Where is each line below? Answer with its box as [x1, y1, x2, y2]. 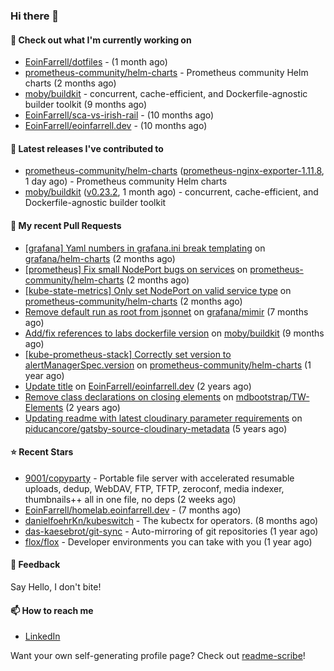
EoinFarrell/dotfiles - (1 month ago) [24, 56, 168, 68]
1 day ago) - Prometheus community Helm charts [24, 175, 228, 188]
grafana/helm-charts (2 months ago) [24, 252, 176, 264]
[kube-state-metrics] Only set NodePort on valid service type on [24, 284, 292, 296]
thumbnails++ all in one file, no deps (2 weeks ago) [24, 493, 237, 505]
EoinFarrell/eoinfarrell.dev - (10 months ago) [24, 120, 208, 132]
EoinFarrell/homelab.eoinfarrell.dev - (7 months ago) [24, 504, 242, 516]
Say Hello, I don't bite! [10, 580, 102, 593]
